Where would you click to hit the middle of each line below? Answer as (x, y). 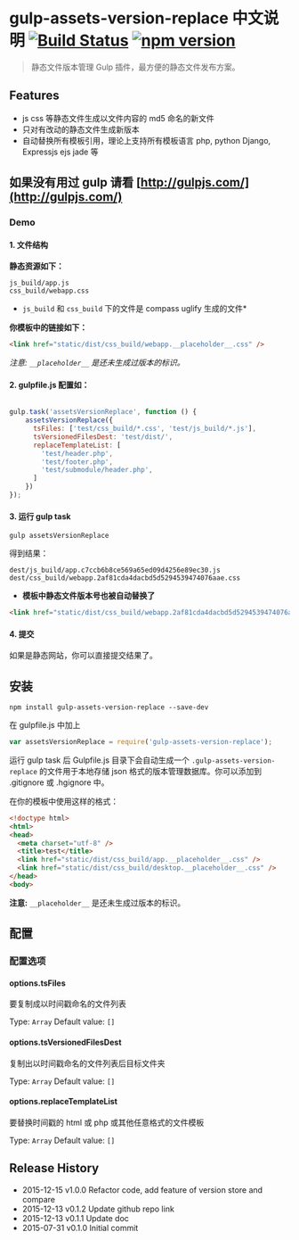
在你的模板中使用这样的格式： (64, 801)
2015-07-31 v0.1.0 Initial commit (80, 1228)
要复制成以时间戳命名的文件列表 (68, 1004)
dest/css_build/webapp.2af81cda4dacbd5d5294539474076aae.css (125, 578)
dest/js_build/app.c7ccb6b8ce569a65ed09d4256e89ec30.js (115, 570)
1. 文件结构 (29, 244)
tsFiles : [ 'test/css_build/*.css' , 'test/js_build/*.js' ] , (144, 429)
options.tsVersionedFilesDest (65, 1042)
